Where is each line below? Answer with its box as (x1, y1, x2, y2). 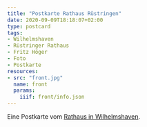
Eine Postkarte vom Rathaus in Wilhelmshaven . (7, 113, 140, 121)
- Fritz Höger (7, 49, 48, 56)
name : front (13, 81, 48, 88)
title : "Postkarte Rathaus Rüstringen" (7, 10, 122, 17)
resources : (7, 68, 39, 75)
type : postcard (7, 23, 51, 30)
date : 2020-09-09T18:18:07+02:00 (7, 17, 104, 23)
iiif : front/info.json (19, 94, 85, 101)
